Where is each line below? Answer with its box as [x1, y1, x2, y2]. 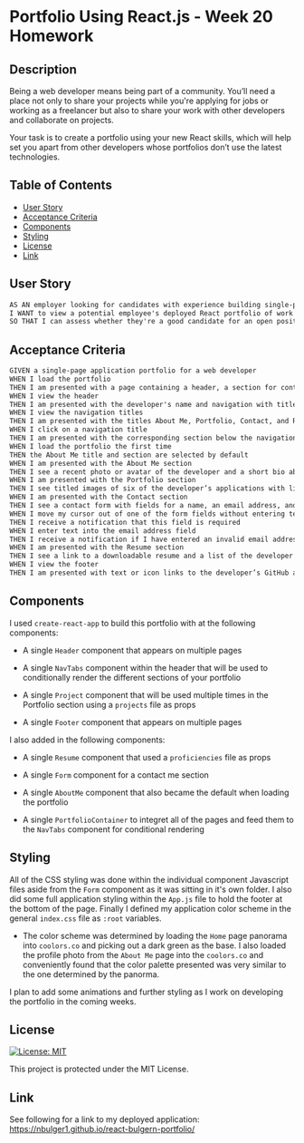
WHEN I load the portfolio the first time [9, 441, 172, 450]
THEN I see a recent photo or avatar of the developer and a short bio [9, 467, 285, 477]
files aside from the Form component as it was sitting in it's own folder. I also [9, 884, 292, 895]
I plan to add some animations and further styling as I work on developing [9, 986, 283, 997]
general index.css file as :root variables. [9, 913, 162, 924]
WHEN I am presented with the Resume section [9, 543, 184, 552]
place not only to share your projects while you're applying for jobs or [9, 95, 269, 106]
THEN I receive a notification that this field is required [9, 518, 242, 527]
